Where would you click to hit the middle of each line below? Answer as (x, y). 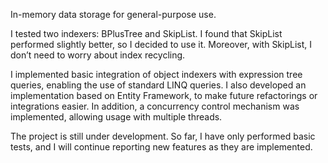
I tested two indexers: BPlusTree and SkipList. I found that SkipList (146, 33)
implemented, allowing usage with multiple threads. (116, 117)
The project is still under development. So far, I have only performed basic (163, 136)
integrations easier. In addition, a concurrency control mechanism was (155, 106)
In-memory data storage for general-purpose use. (113, 14)
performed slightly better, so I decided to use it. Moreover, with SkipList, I (161, 44)
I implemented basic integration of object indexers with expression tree (156, 74)
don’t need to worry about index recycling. (98, 55)
